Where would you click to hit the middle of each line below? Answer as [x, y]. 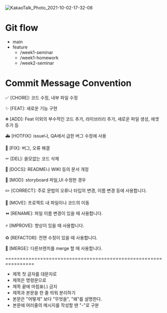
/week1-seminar [37, 52]
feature [20, 47]
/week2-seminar [37, 63]
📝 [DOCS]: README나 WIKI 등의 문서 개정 [47, 169]
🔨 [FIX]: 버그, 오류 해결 [28, 148]
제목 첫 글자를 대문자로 [35, 274]
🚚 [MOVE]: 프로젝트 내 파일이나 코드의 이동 [47, 202]
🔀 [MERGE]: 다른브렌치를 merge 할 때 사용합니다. [54, 248]
